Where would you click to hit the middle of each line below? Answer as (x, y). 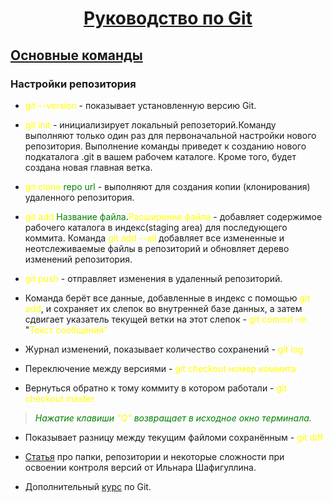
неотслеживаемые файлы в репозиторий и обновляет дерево (157, 248)
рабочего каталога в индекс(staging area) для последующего (156, 227)
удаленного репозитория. (79, 197)
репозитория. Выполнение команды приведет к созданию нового (165, 146)
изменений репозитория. (78, 259)
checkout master (59, 398)
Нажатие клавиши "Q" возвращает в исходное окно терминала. (173, 418)
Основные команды (76, 55)
